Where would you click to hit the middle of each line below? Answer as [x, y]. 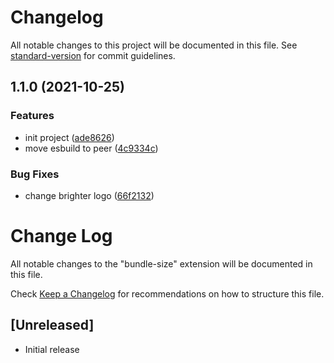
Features [32, 116]
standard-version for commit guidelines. [93, 55]
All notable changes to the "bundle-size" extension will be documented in [161, 263]
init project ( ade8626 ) [69, 137]
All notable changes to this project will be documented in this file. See [154, 45]
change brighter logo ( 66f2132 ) [89, 195]
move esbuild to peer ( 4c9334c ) [91, 148]
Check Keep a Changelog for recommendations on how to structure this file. [167, 293]
